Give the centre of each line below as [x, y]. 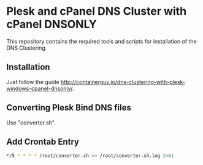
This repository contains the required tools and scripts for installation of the [102, 41]
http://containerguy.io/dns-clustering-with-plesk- [123, 82]
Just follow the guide [33, 82]
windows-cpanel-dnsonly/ [39, 88]
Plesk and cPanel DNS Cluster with [97, 11]
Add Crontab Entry [43, 141]
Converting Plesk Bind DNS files [69, 108]
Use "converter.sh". [31, 122]
